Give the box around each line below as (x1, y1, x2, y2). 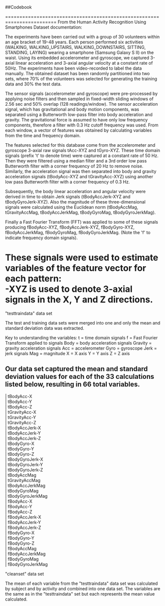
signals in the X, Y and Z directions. (5, 294, 153, 305)
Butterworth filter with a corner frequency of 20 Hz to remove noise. (5, 163, 144, 169)
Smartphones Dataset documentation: (5, 24, 82, 30)
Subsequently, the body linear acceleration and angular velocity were (5, 189, 146, 194)
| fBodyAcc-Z (5, 509, 33, 515)
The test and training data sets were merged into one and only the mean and (5, 320, 161, 325)
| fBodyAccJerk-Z (5, 525, 41, 530)
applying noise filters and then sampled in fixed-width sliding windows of (5, 96, 154, 102)
